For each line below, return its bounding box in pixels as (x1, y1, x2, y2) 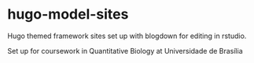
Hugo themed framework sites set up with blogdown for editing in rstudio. (7, 31, 247, 40)
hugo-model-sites (7, 5, 129, 23)
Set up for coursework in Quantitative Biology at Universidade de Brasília (7, 46, 243, 55)
